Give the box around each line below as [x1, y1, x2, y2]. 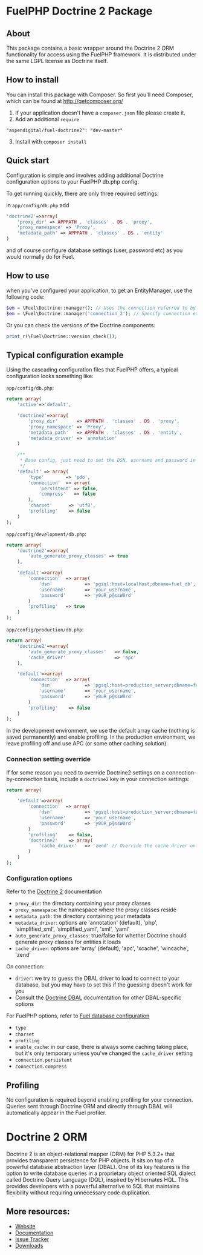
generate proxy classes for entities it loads [14, 938, 121, 946]
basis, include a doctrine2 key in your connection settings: [43, 775, 190, 782]
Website [14, 1222, 36, 1230]
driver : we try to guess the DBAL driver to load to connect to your [14, 974, 180, 982]
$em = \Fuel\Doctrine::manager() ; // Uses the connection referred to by [6, 305, 196, 311]
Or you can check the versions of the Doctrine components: [6, 321, 156, 328]
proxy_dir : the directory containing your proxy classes [14, 900, 151, 907]
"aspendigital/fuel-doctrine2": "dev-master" [6, 127, 123, 133]
